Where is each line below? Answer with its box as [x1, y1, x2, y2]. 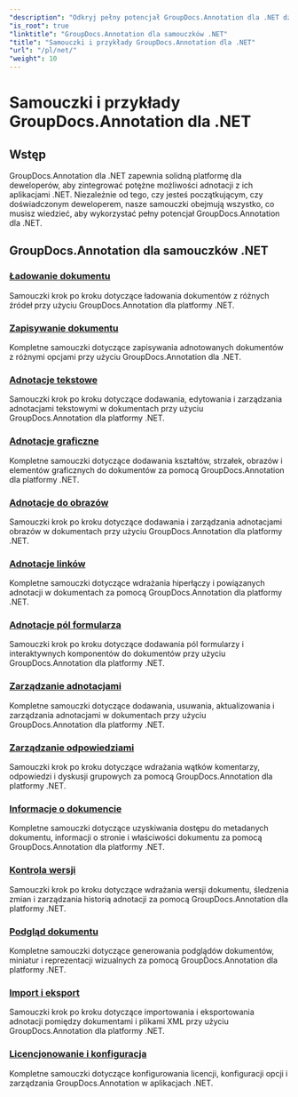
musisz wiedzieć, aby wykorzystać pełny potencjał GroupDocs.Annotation [9, 208, 280, 219]
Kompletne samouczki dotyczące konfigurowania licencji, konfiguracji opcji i [9, 1068, 288, 1078]
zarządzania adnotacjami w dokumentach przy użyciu [9, 709, 207, 720]
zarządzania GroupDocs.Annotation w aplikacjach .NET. [9, 1077, 214, 1088]
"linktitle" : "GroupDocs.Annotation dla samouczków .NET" [9, 29, 228, 38]
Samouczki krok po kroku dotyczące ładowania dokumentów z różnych [9, 290, 270, 300]
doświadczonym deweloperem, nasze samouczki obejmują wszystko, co [9, 199, 275, 209]
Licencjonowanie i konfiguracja [9, 1048, 147, 1061]
